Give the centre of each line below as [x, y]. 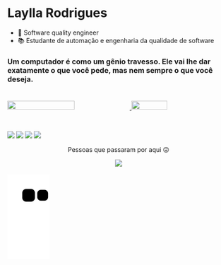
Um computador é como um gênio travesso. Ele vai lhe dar [109, 61]
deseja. [20, 79]
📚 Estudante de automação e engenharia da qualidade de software [116, 40]
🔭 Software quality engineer [58, 33]
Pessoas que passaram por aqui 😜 [119, 150]
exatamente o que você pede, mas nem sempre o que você [110, 70]
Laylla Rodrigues [58, 13]
